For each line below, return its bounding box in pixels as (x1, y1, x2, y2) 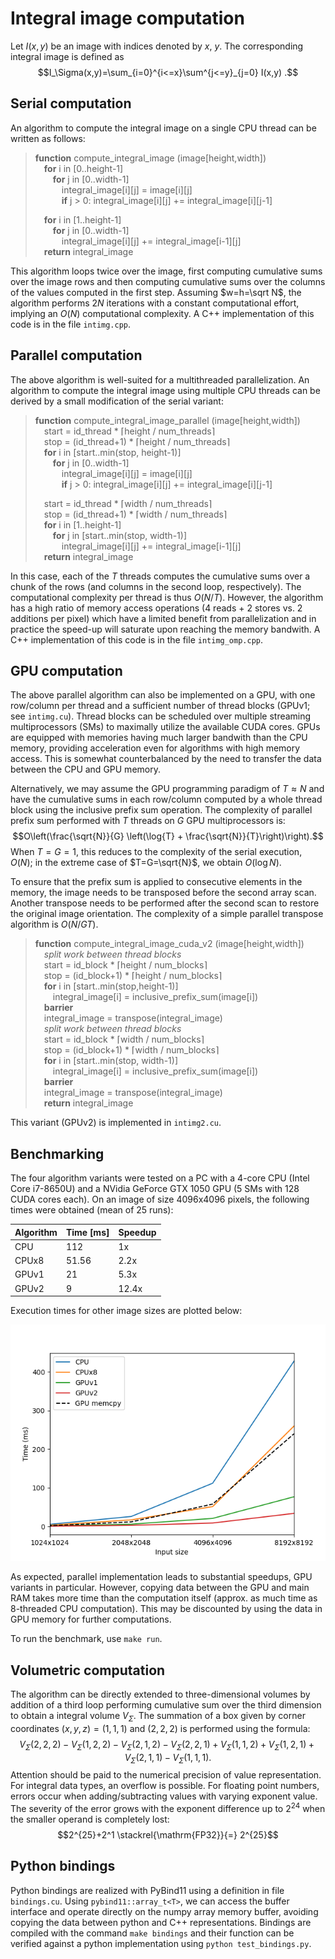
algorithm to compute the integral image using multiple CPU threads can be (10, 384, 321, 396)
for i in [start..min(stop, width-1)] (43, 1055, 178, 1067)
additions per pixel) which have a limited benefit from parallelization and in (10, 612, 317, 624)
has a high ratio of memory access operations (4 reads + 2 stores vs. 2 (10, 602, 303, 614)
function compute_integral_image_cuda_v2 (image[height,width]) (34, 938, 305, 950)
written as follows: (10, 132, 86, 144)
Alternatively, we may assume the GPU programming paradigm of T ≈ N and (10, 783, 325, 795)
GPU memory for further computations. (10, 1613, 172, 1626)
